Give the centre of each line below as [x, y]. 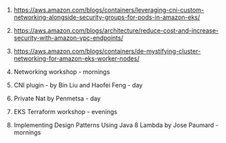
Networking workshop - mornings [62, 72]
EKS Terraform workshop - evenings [65, 112]
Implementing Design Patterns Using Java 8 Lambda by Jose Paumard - [116, 125]
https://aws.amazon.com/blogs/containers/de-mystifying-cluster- [107, 51]
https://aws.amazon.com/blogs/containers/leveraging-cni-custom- [109, 10]
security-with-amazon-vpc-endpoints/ [69, 38]
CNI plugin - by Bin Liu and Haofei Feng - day [78, 85]
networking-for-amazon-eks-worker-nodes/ [76, 58]
